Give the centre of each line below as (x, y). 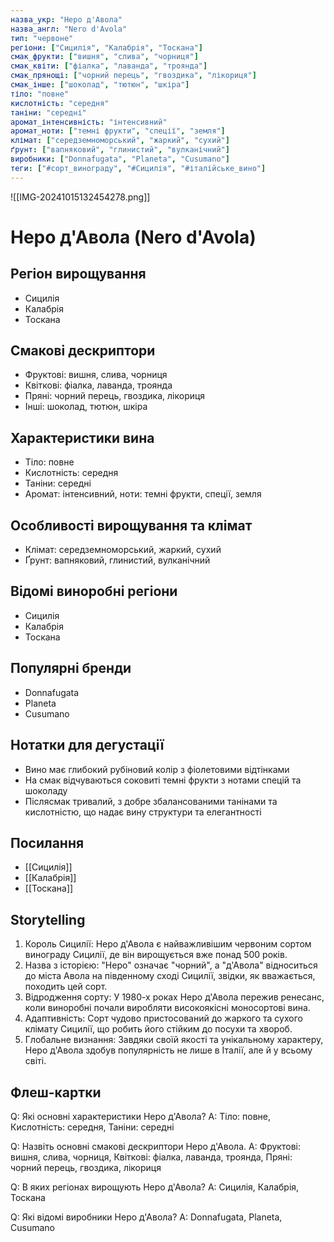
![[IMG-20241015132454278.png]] (80, 197)
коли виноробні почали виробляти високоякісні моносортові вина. (167, 1008)
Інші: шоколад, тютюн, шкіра (86, 407)
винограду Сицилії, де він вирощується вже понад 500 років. (156, 955)
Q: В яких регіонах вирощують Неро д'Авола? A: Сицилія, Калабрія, (155, 1187)
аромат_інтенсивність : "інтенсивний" (89, 122)
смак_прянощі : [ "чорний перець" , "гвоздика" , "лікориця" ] (133, 76)
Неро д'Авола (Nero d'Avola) (133, 237)
